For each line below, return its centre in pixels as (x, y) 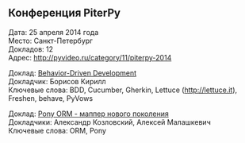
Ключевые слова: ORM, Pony (57, 130)
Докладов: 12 (31, 49)
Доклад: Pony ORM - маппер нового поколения (88, 114)
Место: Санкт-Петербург (51, 41)
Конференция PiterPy (65, 13)
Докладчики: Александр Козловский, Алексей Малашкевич (110, 122)
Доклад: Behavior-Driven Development (73, 73)
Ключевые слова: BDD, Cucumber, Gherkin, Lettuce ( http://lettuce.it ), (123, 90)
